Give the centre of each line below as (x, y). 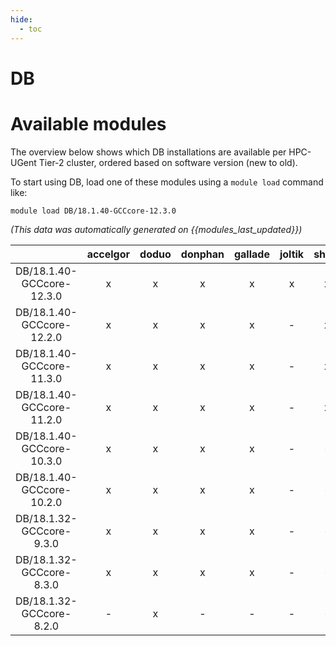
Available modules (88, 123)
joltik (292, 254)
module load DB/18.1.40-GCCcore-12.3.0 (93, 211)
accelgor (108, 254)
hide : (21, 19)
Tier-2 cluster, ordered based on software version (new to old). (168, 162)
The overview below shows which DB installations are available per (148, 152)
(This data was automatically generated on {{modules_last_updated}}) (156, 229)
